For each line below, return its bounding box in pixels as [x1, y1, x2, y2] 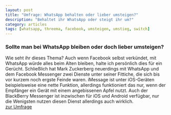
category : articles [5, 21, 47, 27]
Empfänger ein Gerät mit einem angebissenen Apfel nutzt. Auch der [5, 87, 148, 94]
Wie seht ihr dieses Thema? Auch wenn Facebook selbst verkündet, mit [5, 55, 157, 61]
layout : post [5, 7, 33, 13]
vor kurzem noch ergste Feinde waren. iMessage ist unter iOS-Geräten [5, 77, 155, 83]
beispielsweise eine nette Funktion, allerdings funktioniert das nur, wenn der [5, 82, 166, 88]
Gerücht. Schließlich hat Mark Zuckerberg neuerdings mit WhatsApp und [5, 66, 159, 72]
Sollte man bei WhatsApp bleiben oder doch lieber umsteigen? [5, 43, 164, 51]
